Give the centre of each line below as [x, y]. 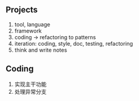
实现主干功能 [30, 84]
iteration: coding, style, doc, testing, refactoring [74, 43]
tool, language [32, 24]
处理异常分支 [30, 91]
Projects [22, 10]
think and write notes [41, 50]
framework [28, 31]
